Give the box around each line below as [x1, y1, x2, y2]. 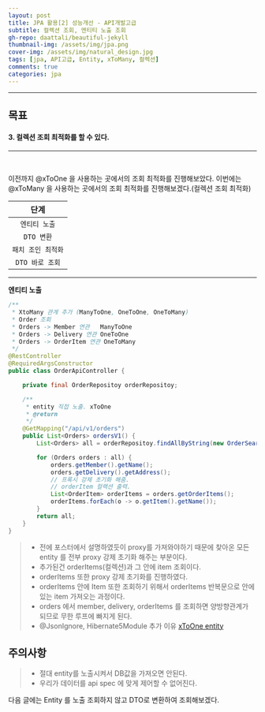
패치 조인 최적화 [12, 245, 64, 255]
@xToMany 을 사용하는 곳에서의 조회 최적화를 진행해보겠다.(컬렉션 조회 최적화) [8, 184, 252, 193]
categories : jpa [8, 70, 62, 78]
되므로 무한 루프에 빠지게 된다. [39, 611, 132, 621]
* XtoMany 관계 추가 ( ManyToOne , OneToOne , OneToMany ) [11, 308, 189, 316]
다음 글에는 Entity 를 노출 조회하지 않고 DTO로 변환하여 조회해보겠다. [8, 695, 219, 705]
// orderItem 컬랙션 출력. [50, 483, 131, 491]
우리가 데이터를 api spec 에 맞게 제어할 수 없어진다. [39, 679, 197, 688]
